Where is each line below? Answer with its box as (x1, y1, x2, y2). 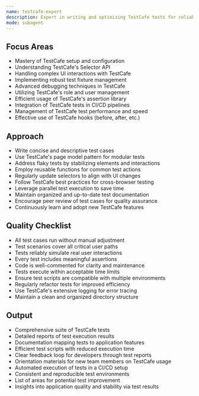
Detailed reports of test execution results (14, 333, 114, 340)
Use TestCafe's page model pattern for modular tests (14, 154, 145, 160)
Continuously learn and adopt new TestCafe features (14, 204, 144, 210)
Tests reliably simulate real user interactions (14, 249, 123, 256)
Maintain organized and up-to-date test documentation (14, 191, 149, 198)
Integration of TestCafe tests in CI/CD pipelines (14, 101, 130, 108)
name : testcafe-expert (6, 8, 62, 15)
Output (6, 311, 33, 321)
